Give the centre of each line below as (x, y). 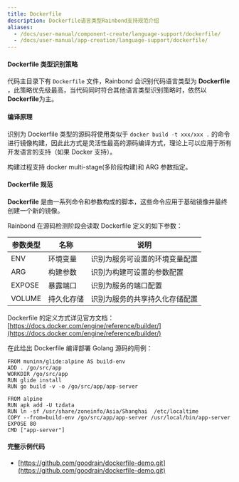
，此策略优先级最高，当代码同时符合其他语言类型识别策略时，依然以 (107, 90)
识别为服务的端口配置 (126, 285)
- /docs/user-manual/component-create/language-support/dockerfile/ (117, 34)
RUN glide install (34, 380)
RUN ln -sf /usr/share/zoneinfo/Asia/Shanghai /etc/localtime (103, 411)
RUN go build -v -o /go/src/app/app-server (73, 386)
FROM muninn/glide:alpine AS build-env (67, 361)
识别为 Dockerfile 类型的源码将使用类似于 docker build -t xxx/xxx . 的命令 (119, 134)
